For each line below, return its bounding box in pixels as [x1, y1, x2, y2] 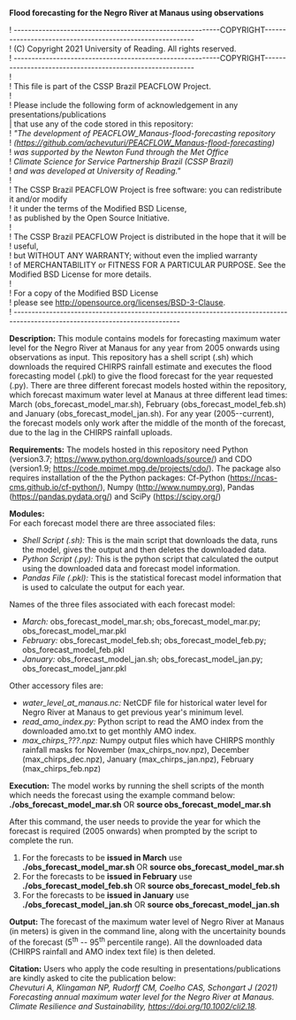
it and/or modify [9, 194, 68, 204]
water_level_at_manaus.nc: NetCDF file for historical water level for [21, 698, 268, 708]
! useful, [9, 241, 39, 251]
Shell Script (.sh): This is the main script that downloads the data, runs [21, 535, 278, 545]
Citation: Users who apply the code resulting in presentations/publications [9, 963, 281, 974]
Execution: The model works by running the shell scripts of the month [9, 780, 265, 791]
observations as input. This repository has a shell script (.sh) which [9, 352, 254, 362]
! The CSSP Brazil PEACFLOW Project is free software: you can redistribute [9, 185, 283, 195]
